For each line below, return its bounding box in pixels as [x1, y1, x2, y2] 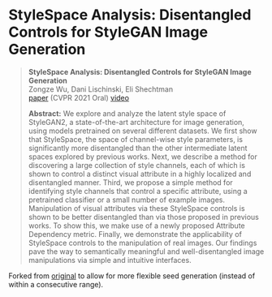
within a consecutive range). [8, 279, 104, 289]
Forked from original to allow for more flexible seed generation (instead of [8, 270, 256, 281]
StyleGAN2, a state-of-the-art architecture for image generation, [28, 117, 245, 127]
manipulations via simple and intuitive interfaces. [28, 255, 192, 265]
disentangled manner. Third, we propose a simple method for [28, 177, 233, 187]
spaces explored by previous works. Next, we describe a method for [28, 152, 257, 161]
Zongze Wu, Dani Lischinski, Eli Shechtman [28, 84, 173, 94]
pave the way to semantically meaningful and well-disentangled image [28, 246, 265, 256]
